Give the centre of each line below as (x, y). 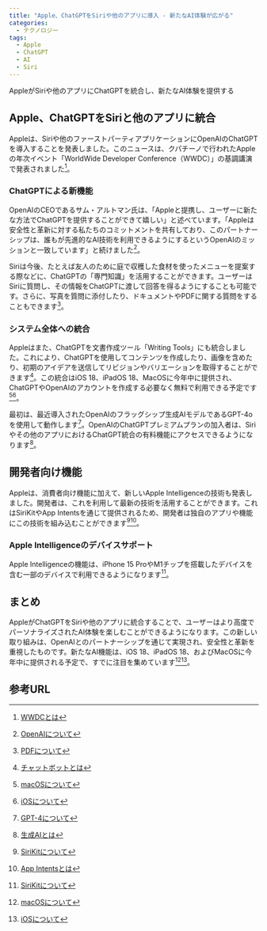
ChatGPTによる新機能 (51, 191)
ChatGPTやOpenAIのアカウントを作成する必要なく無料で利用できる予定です (133, 387)
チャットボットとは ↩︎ (56, 768)
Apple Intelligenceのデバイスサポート (81, 545)
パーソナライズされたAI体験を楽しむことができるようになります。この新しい (133, 632)
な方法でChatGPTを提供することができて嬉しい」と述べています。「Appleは (132, 219)
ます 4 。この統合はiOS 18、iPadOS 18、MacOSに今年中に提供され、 (126, 377)
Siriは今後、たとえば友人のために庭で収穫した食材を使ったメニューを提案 (129, 267)
